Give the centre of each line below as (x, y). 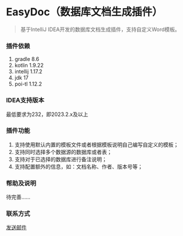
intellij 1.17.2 (28, 71)
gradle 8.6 (27, 59)
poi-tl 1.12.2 (28, 84)
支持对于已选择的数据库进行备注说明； (61, 159)
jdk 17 (21, 78)
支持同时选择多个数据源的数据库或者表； (63, 152)
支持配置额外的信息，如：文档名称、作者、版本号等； (79, 166)
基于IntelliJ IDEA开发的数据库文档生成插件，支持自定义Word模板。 (100, 29)
